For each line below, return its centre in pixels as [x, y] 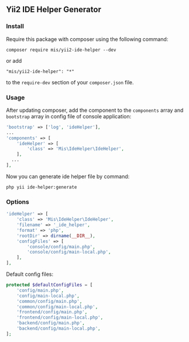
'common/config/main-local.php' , [57, 307]
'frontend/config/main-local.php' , [60, 318]
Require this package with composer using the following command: [87, 39]
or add [14, 60]
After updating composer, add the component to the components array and [95, 110]
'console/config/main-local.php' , [69, 252]
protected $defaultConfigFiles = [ [49, 285]
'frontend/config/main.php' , [52, 312]
